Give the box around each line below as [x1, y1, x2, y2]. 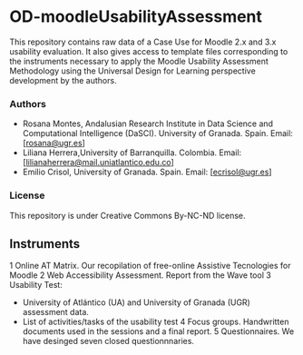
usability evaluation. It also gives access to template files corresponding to [9, 45, 288, 56]
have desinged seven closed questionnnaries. [22, 336, 195, 347]
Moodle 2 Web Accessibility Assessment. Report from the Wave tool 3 [9, 270, 272, 281]
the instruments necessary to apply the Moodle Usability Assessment [9, 55, 269, 66]
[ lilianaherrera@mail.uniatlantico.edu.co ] [22, 157, 174, 168]
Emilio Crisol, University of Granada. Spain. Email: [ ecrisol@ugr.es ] [22, 166, 272, 178]
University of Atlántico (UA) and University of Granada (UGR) [22, 297, 251, 308]
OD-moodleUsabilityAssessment [9, 6, 263, 27]
